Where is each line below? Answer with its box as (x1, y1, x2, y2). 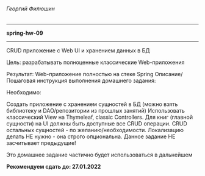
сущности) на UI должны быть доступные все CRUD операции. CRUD (6, 120, 187, 127)
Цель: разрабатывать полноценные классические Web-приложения (6, 58, 185, 66)
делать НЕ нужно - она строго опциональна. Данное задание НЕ (6, 133, 176, 140)
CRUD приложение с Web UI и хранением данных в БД (6, 47, 150, 54)
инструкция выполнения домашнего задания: (36, 77, 156, 85)
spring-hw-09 (6, 29, 44, 37)
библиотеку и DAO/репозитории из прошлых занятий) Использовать (6, 107, 185, 114)
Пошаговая (6, 77, 35, 85)
